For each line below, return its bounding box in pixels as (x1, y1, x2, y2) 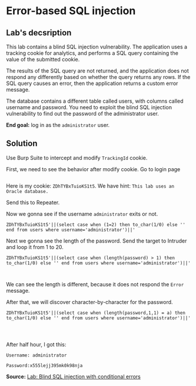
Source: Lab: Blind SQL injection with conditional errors (6, 373, 141, 380)
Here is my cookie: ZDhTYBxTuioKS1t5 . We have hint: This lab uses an (6, 182, 175, 189)
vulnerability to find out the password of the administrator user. (6, 110, 159, 117)
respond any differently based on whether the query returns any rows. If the (6, 74, 191, 80)
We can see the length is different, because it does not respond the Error (6, 280, 184, 287)
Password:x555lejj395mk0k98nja (6, 362, 83, 368)
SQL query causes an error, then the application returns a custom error (6, 80, 178, 87)
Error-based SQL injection (6, 4, 136, 18)
